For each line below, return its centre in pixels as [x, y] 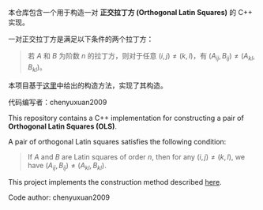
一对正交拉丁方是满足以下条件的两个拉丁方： [81, 39]
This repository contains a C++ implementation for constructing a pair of [126, 118]
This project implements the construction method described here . [115, 182]
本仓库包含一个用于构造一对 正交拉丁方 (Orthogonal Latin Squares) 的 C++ [130, 12]
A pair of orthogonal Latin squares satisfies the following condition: [117, 141]
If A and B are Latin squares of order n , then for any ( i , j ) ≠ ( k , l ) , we [136, 156]
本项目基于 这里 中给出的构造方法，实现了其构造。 [88, 85]
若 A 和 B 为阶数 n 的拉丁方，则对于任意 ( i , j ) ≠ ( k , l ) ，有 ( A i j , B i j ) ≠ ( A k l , [141, 57]
